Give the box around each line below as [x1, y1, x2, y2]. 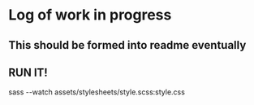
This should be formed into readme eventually [8, 38, 247, 52]
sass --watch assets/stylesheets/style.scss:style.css [8, 87, 185, 97]
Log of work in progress [8, 6, 172, 24]
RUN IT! [8, 65, 49, 79]
